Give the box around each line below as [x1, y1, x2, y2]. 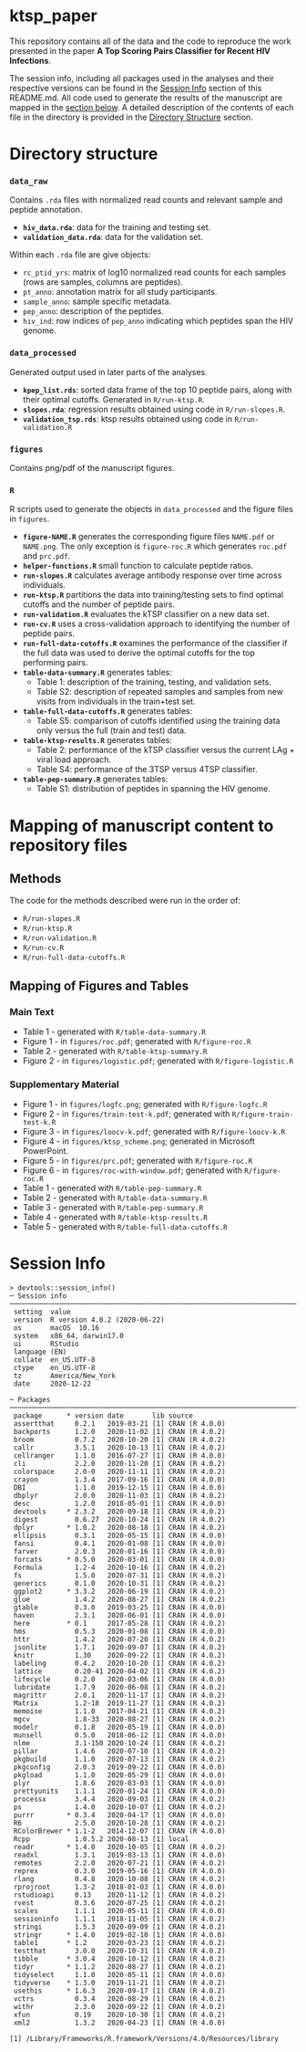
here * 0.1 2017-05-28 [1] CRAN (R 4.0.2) [13, 1619, 226, 1628]
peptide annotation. [9, 204, 83, 215]
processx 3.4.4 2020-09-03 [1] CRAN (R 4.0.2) [13, 1795, 226, 1804]
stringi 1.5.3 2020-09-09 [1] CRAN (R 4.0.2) [13, 1922, 226, 1932]
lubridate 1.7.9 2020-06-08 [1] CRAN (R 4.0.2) [13, 1683, 226, 1692]
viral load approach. [36, 754, 112, 765]
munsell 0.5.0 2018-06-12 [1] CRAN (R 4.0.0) [13, 1731, 226, 1740]
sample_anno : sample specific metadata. [22, 296, 172, 307]
